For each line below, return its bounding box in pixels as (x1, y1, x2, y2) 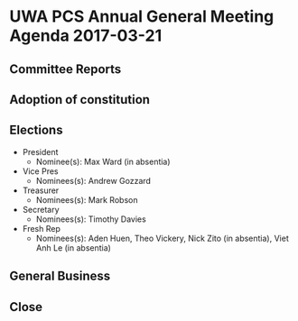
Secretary (22, 204, 61, 215)
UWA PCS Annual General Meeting (9, 6, 275, 27)
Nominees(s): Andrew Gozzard (35, 175, 152, 186)
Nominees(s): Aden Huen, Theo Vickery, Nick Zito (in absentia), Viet (35, 233, 289, 243)
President (22, 146, 59, 157)
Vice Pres (22, 165, 59, 177)
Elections (9, 123, 63, 138)
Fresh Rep (22, 223, 61, 234)
